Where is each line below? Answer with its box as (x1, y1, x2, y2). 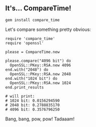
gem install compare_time (5, 17, 60, 22)
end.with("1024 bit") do (5, 76, 58, 81)
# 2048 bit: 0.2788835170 (5, 102, 60, 108)
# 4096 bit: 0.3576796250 (5, 107, 60, 112)
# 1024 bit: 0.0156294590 (5, 98, 60, 103)
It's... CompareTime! (5, 4, 72, 13)
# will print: (5, 94, 35, 99)
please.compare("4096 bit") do (5, 58, 71, 63)
